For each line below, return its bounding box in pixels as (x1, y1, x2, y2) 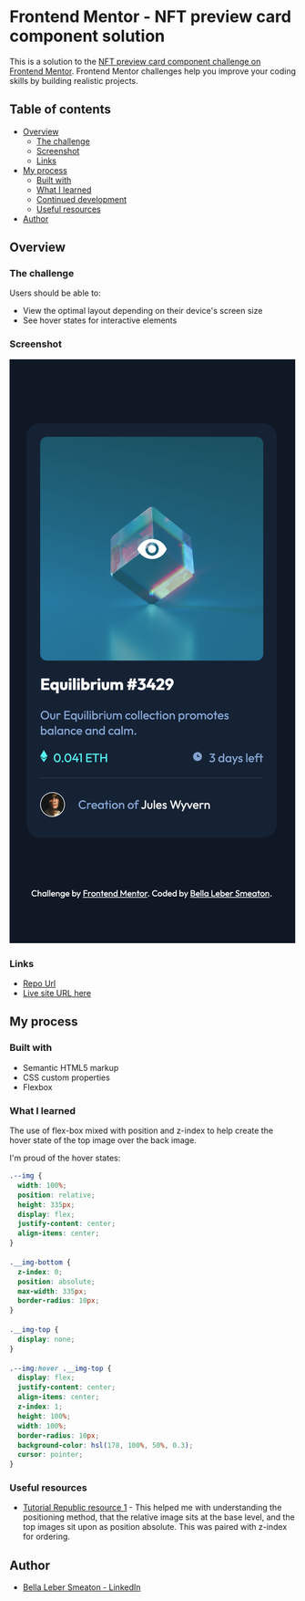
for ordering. (22, 1531, 71, 1543)
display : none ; (17, 1335, 76, 1344)
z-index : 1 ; (17, 1402, 64, 1411)
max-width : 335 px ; (17, 1286, 88, 1296)
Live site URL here (22, 988, 92, 999)
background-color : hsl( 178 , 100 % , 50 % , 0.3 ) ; (17, 1440, 194, 1450)
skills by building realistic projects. (9, 75, 138, 86)
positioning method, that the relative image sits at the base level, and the (22, 1512, 296, 1523)
